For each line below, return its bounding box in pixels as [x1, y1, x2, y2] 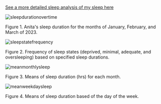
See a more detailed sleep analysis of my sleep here [5, 5, 114, 10]
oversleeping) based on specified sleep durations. [5, 54, 110, 60]
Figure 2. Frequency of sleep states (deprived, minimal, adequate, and [5, 49, 151, 55]
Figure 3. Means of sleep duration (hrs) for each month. [5, 74, 121, 80]
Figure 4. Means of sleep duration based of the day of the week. [5, 93, 139, 99]
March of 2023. [5, 29, 38, 35]
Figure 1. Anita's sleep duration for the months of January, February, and [5, 24, 156, 30]
